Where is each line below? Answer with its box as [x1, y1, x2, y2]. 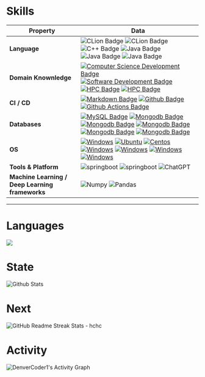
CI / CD [9, 98, 31, 107]
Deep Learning [9, 180, 54, 189]
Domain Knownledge [9, 73, 72, 82]
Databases [9, 120, 41, 128]
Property [28, 26, 56, 35]
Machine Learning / [9, 172, 68, 181]
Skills [6, 4, 35, 18]
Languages [6, 219, 64, 233]
